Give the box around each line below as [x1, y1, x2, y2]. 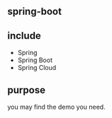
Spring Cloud [17, 64, 57, 72]
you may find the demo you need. [7, 102, 106, 112]
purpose [7, 84, 46, 96]
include [7, 30, 41, 42]
